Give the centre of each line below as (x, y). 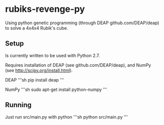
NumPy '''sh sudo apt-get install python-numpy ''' (56, 89)
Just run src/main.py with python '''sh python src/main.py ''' (66, 117)
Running (19, 105)
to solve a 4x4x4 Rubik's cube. (37, 28)
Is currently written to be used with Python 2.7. (53, 55)
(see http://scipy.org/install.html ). (39, 70)
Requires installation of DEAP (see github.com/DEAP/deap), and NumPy (78, 65)
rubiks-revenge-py (45, 9)
